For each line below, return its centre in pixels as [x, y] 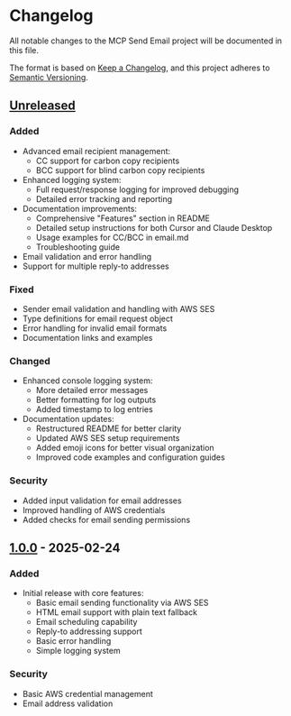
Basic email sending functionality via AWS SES [122, 603]
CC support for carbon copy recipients [108, 161]
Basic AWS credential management [87, 693]
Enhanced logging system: [72, 179]
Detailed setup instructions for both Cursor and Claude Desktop [154, 227]
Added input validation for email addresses [102, 500]
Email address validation [68, 703]
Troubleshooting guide [77, 247]
